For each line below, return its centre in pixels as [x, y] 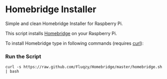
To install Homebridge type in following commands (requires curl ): [74, 43]
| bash [12, 72]
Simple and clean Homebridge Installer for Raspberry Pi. [64, 23]
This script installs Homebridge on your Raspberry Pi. [61, 33]
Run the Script [23, 56]
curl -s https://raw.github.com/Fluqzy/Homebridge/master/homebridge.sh [84, 67]
